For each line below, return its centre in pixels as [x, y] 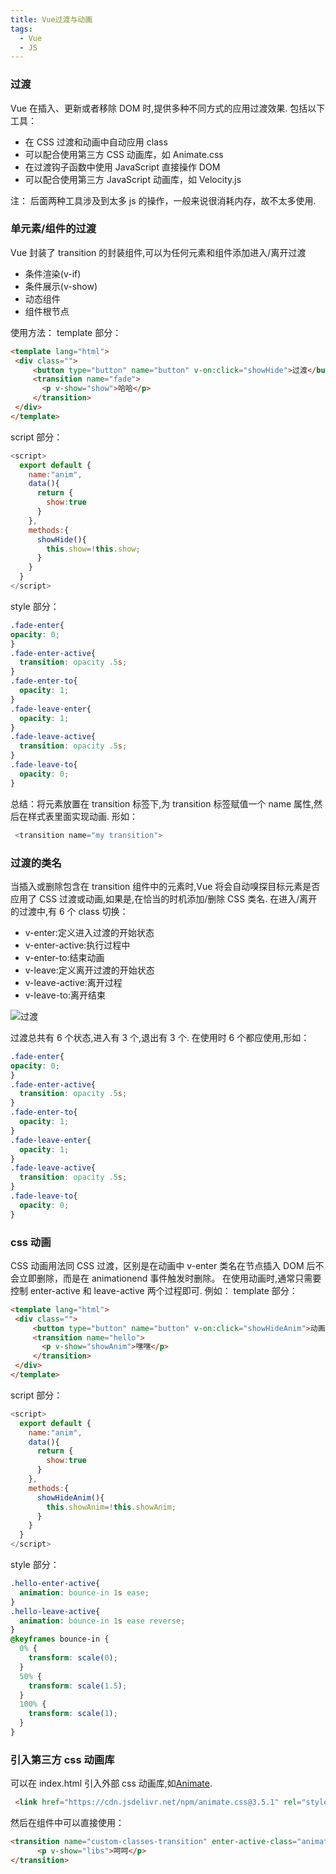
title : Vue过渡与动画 [51, 19]
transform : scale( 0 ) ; [73, 1658]
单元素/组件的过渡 [53, 229]
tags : [21, 29]
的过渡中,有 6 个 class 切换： [69, 911]
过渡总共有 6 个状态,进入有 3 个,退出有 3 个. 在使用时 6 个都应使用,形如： [160, 1037]
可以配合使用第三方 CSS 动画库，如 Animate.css [124, 154]
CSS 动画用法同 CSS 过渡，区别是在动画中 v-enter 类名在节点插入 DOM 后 [163, 1265]
